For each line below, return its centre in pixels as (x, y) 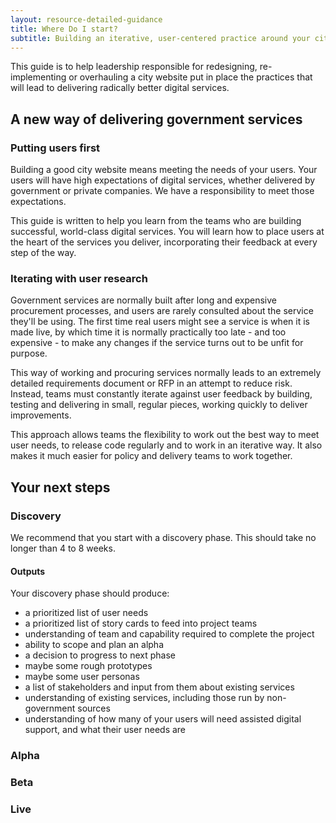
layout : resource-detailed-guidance (86, 19)
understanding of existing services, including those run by (144, 698)
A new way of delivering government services (156, 119)
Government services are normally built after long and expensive (144, 300)
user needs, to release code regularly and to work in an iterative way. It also (166, 445)
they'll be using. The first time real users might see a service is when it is (160, 322)
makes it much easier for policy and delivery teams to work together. (151, 456)
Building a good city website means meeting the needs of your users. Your (164, 170)
